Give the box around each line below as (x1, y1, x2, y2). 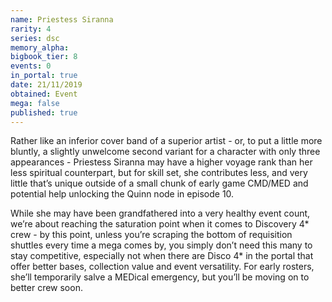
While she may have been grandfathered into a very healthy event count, (10, 207, 311, 220)
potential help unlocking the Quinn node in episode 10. (10, 188, 235, 200)
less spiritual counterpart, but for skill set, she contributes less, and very (10, 167, 308, 179)
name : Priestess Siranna (10, 14, 114, 25)
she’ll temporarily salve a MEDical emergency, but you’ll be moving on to (10, 271, 310, 283)
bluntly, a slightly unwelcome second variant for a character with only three (10, 146, 321, 158)
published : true (10, 107, 78, 118)
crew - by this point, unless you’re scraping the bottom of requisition (10, 229, 293, 241)
